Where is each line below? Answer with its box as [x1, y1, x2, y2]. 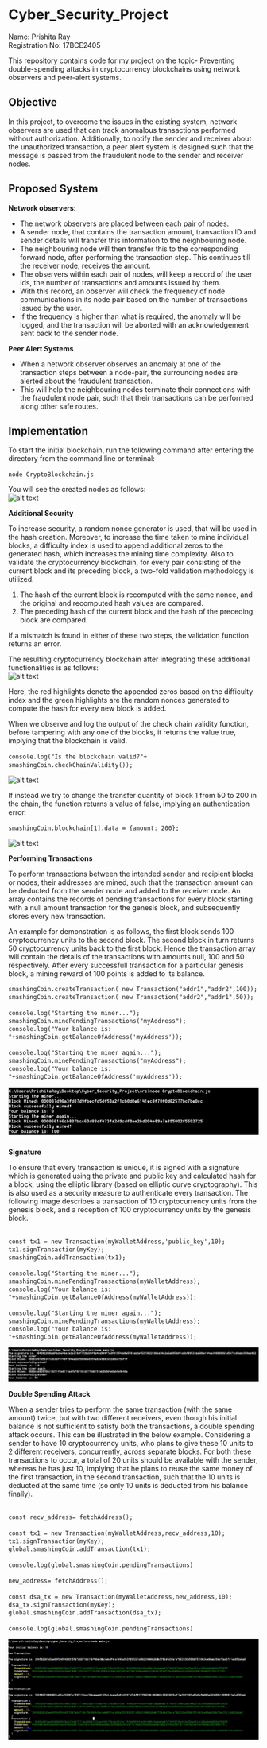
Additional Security [8, 509, 74, 518]
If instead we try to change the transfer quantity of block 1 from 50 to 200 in [8, 791, 257, 800]
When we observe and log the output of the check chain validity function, [8, 719, 249, 729]
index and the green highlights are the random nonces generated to [8, 696, 230, 705]
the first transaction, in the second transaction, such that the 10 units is [8, 1472, 241, 1482]
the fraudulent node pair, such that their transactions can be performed [19, 393, 253, 402]
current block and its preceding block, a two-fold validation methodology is [8, 566, 254, 576]
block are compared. [19, 615, 88, 625]
